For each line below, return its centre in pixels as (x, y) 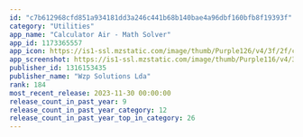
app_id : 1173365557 (46, 43)
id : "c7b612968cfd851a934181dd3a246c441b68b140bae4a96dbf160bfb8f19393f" (151, 18)
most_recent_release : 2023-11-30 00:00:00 (90, 93)
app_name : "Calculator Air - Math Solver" (90, 34)
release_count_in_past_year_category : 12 (88, 110)
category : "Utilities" (52, 26)
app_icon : (28, 51)
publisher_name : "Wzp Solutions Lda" (80, 77)
